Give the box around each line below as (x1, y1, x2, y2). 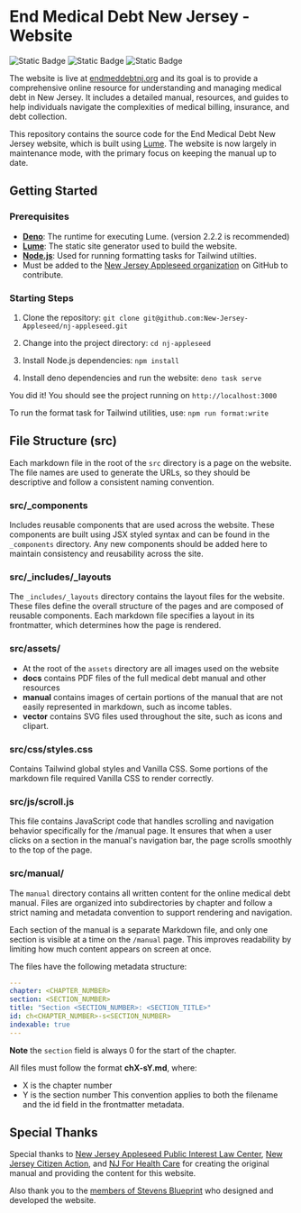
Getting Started (9, 183, 98, 199)
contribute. (22, 269, 64, 280)
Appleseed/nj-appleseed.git (22, 322, 128, 331)
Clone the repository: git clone (22, 312, 140, 323)
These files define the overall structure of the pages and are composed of (9, 601, 284, 612)
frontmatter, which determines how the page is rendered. (9, 620, 222, 631)
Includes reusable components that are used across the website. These (9, 520, 275, 531)
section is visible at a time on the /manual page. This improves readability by (9, 934, 292, 944)
